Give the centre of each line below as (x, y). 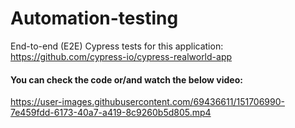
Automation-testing (94, 18)
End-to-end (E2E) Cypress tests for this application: (117, 46)
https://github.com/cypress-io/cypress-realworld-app (121, 56)
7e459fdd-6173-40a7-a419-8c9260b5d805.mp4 (111, 113)
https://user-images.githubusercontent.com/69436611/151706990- (148, 102)
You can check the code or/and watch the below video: (126, 79)
